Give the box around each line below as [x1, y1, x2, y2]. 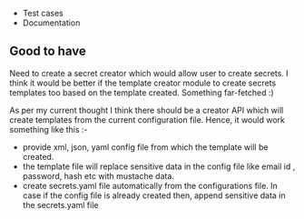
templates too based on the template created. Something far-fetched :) [9, 86, 274, 98]
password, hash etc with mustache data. [22, 170, 175, 181]
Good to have [9, 44, 86, 59]
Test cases [22, 8, 64, 18]
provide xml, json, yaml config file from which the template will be [22, 141, 269, 153]
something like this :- [9, 124, 88, 134]
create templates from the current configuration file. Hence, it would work [9, 114, 286, 125]
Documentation [22, 17, 81, 28]
